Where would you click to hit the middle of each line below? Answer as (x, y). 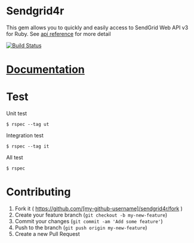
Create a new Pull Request (47, 234)
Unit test (17, 113)
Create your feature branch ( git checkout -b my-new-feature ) (91, 215)
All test (15, 158)
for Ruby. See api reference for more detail (59, 33)
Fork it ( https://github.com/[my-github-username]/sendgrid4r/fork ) (99, 208)
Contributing (39, 192)
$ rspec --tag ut (28, 124)
